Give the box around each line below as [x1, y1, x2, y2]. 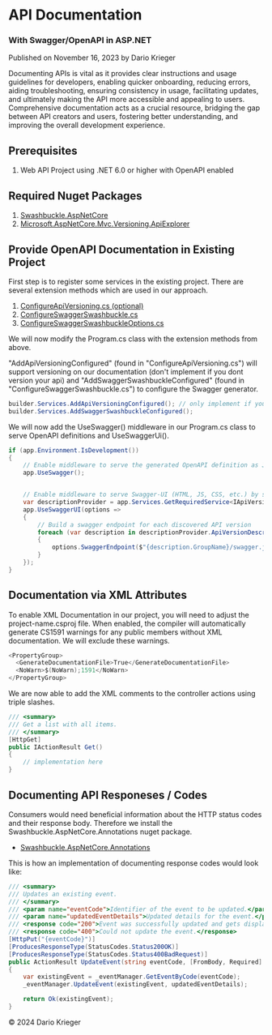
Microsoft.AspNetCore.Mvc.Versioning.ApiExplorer [19, 219, 190, 229]
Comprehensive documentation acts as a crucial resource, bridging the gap [8, 103, 261, 113]
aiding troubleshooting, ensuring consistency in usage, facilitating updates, [8, 86, 259, 96]
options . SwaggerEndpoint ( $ [51, 543, 143, 552]
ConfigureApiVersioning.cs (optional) [19, 301, 144, 310]
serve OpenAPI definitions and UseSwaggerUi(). [8, 430, 170, 440]
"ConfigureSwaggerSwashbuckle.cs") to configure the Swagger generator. [8, 383, 259, 394]
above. [8, 342, 32, 352]
